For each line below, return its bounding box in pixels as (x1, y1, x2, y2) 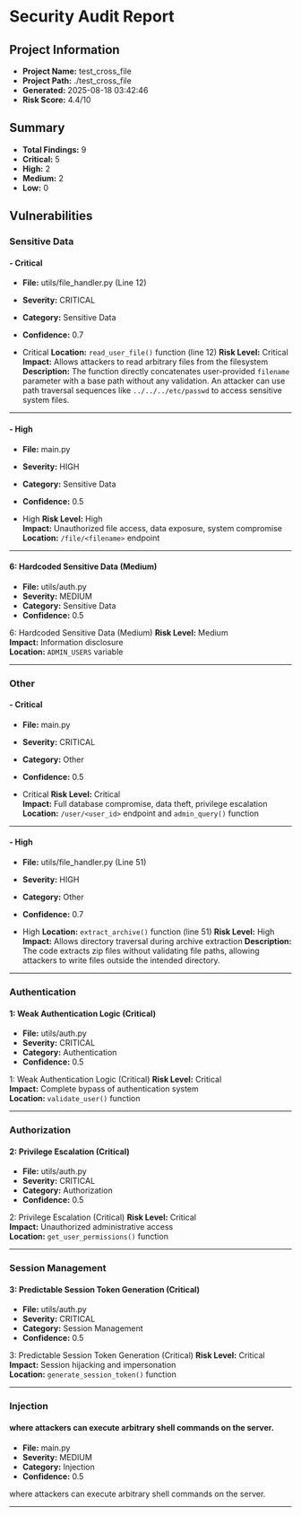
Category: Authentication (21, 1047, 117, 1058)
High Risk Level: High (21, 513, 103, 524)
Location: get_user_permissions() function (9, 1231, 168, 1242)
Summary (9, 120, 65, 136)
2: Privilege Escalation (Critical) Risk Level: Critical (9, 1212, 197, 1222)
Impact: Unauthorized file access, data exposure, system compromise (21, 522, 282, 533)
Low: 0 (21, 182, 49, 193)
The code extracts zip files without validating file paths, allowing (21, 945, 260, 957)
